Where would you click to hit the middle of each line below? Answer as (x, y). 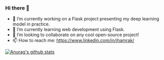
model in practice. (31, 24)
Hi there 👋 (18, 8)
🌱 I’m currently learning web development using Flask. (68, 29)
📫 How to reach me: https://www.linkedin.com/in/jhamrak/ (73, 40)
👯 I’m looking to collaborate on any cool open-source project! (76, 35)
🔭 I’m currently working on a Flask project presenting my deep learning (86, 19)
